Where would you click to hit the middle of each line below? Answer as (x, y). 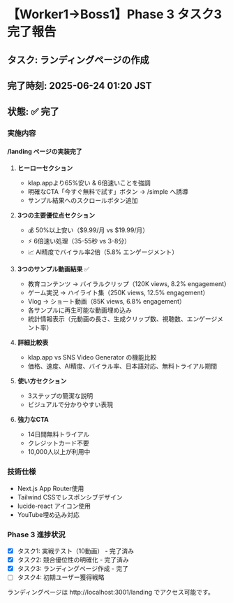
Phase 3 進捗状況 (36, 534)
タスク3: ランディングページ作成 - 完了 (73, 569)
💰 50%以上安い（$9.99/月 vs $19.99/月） (88, 230)
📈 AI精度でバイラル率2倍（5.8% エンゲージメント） (103, 252)
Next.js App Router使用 (51, 488)
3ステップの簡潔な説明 (60, 396)
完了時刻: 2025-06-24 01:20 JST (80, 86)
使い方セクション (42, 381)
